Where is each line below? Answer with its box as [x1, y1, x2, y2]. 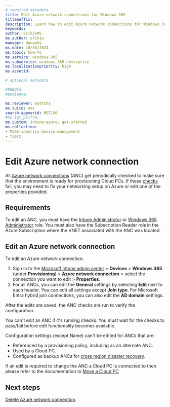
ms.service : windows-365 [5, 54, 58, 60]
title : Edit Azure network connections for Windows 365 [5, 12, 125, 17]
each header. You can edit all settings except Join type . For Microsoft [12, 287, 158, 293]
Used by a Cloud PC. [12, 348, 57, 354]
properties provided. [5, 189, 48, 195]
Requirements [5, 203, 51, 212]
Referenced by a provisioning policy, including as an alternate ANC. [12, 343, 153, 349]
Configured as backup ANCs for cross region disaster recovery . [12, 353, 146, 359]
